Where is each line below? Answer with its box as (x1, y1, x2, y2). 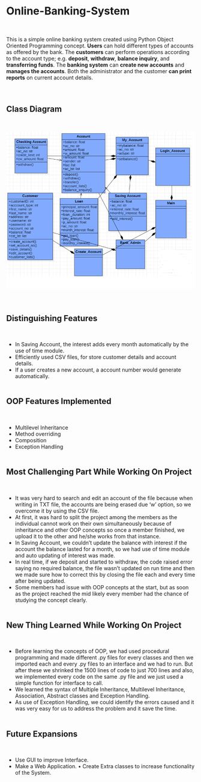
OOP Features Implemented (6, 396, 112, 406)
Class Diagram (6, 104, 62, 115)
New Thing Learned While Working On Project (6, 620, 182, 630)
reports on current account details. (6, 74, 94, 81)
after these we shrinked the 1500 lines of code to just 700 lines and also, (14, 667, 194, 674)
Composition (14, 436, 47, 444)
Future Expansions (6, 729, 78, 739)
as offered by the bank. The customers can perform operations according (6, 48, 190, 55)
